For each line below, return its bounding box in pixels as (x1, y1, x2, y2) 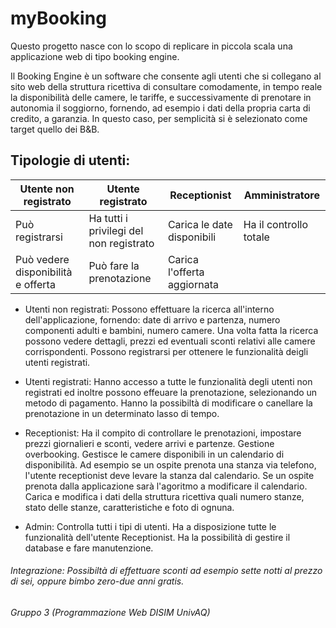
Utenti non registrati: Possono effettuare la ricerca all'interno (24, 303, 275, 315)
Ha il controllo (243, 217, 309, 231)
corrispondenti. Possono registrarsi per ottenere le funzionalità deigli (24, 345, 309, 357)
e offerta (15, 277, 56, 291)
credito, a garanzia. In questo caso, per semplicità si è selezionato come (10, 112, 308, 124)
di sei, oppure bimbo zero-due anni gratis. (10, 575, 185, 587)
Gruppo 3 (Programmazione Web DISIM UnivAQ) (10, 606, 211, 618)
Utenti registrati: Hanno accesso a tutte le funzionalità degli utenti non (24, 375, 313, 387)
